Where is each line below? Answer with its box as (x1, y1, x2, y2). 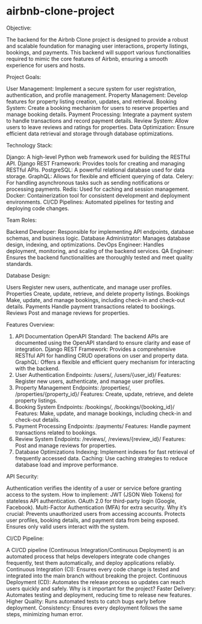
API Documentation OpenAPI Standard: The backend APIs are (14, 332, 169, 339)
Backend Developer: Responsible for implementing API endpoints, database (6, 228, 194, 235)
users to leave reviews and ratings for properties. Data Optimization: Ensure (6, 123, 195, 130)
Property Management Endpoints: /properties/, (14, 384, 131, 391)
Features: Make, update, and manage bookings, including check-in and (14, 410, 192, 417)
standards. (6, 260, 33, 267)
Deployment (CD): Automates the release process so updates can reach (6, 578, 185, 585)
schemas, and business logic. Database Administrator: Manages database (6, 234, 191, 242)
